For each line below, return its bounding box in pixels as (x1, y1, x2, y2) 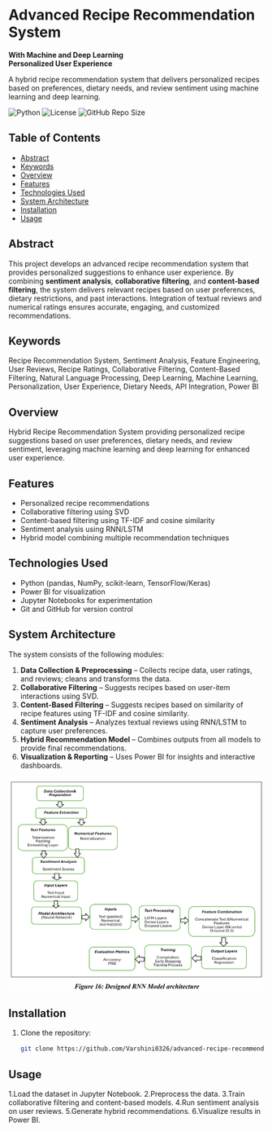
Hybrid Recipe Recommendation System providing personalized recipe (8, 427, 245, 437)
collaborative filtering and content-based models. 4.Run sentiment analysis (8, 1098, 260, 1107)
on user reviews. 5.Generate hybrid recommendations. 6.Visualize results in (8, 1107, 261, 1116)
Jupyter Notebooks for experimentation (19, 595, 153, 605)
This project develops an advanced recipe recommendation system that (8, 258, 249, 268)
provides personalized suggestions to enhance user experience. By (8, 267, 234, 277)
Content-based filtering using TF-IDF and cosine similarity (19, 516, 215, 525)
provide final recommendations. (19, 743, 127, 753)
